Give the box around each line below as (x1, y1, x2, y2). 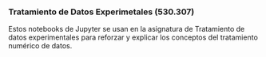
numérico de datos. (8, 41, 73, 51)
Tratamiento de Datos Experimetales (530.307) (8, 6, 195, 17)
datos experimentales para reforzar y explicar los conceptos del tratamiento (8, 32, 258, 42)
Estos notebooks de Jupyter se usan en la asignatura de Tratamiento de (8, 25, 245, 34)
